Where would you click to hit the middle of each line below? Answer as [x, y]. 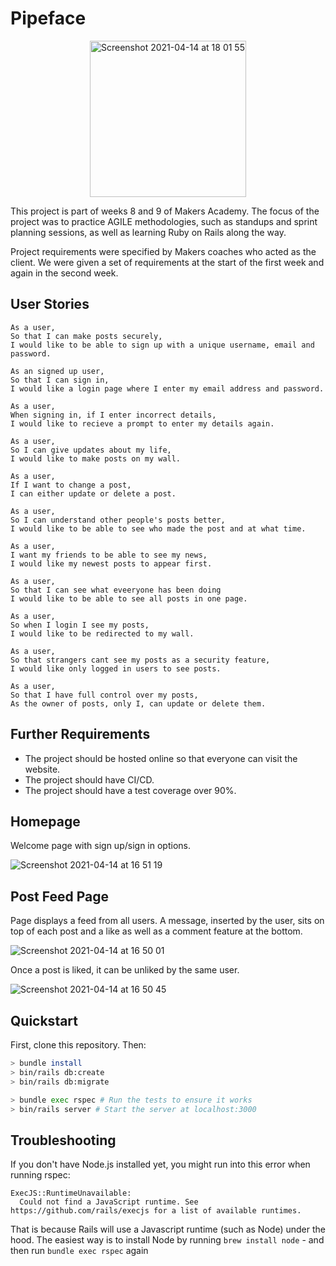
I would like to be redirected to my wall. [102, 633]
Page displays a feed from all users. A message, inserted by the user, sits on [167, 921]
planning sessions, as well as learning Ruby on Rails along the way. [148, 232]
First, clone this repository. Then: [78, 1045]
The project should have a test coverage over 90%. [130, 790]
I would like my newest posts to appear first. [111, 563]
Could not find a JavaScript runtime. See [109, 1202]
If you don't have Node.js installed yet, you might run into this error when [160, 1164]
